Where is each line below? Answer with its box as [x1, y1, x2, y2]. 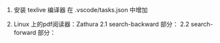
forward [13, 29, 36, 36]
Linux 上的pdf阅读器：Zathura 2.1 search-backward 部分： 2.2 [13, 20, 190, 28]
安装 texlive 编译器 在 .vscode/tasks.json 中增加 [13, 6, 148, 13]
